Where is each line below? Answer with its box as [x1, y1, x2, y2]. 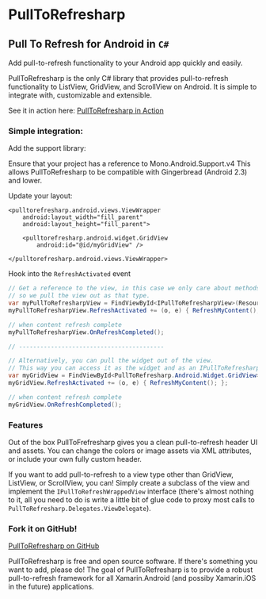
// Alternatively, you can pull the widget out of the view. [8, 357, 215, 365]
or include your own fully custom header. [8, 454, 142, 463]
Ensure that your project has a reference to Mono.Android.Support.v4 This [8, 159, 251, 168]
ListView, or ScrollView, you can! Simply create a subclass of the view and [8, 478, 250, 487]
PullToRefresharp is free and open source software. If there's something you [8, 557, 258, 566]
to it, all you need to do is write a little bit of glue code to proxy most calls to [8, 494, 255, 505]
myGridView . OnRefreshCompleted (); [8, 401, 123, 409]
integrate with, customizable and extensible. [8, 90, 153, 100]
